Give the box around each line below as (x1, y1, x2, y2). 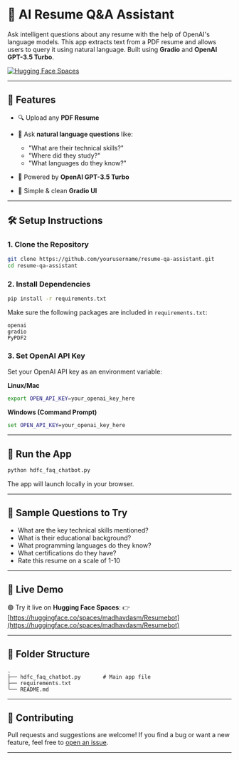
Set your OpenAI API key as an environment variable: (7, 367, 162, 376)
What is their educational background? (17, 533, 132, 542)
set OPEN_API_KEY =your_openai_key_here (7, 421, 126, 428)
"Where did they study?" (28, 151, 101, 160)
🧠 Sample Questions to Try (7, 507, 128, 519)
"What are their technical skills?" (28, 143, 124, 152)
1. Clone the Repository (7, 240, 89, 250)
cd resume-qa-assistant (7, 262, 78, 269)
